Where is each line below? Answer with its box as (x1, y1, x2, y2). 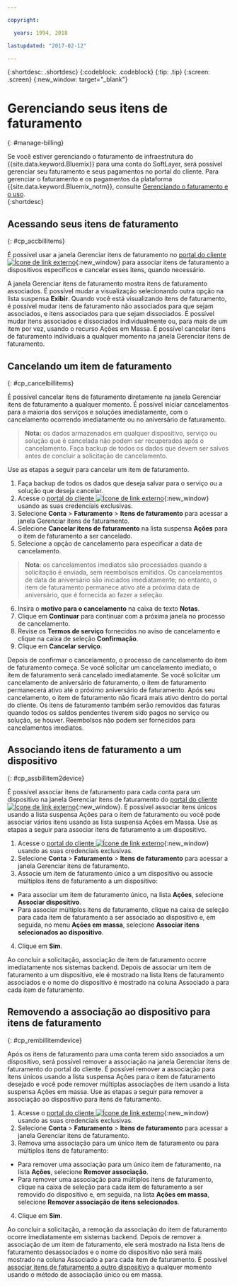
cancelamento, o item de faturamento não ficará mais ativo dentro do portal (7, 693, 228, 701)
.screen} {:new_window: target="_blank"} (7, 75, 129, 84)
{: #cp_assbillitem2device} (7, 774, 85, 782)
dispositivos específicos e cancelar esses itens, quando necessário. (7, 266, 206, 274)
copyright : (7, 16, 40, 23)
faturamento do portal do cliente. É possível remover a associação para (7, 1064, 216, 1073)
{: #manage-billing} (7, 139, 64, 147)
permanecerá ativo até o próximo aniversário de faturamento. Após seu (7, 685, 216, 694)
